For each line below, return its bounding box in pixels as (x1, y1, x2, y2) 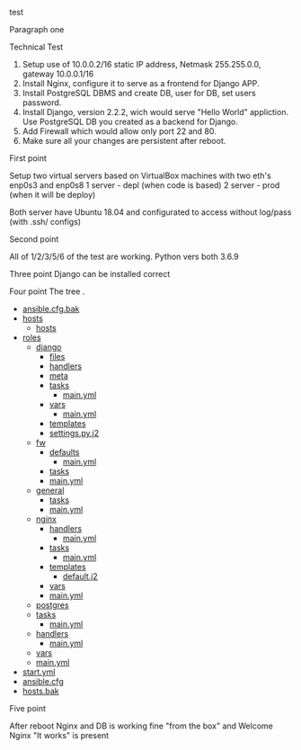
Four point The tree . (9, 286, 85, 297)
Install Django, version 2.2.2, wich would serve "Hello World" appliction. (22, 107, 289, 117)
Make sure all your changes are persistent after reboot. (22, 136, 226, 146)
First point (9, 153, 48, 164)
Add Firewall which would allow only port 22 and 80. (22, 126, 217, 137)
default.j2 (62, 571, 99, 582)
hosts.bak (22, 686, 59, 696)
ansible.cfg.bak (22, 304, 80, 314)
